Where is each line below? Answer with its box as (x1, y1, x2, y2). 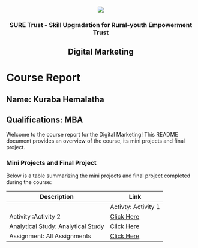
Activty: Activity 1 (110, 203, 160, 211)
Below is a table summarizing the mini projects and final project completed (6, 172, 191, 179)
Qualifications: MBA (6, 115, 83, 125)
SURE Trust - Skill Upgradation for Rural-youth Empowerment (9, 20, 193, 29)
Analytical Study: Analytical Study (9, 222, 104, 230)
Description (40, 193, 74, 201)
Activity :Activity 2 (9, 213, 61, 220)
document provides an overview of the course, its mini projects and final (6, 137, 185, 144)
